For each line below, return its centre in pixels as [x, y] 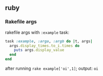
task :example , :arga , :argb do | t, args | [49, 41]
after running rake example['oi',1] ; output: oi [52, 68]
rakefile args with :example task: [37, 32]
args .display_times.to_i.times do [44, 46]
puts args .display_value [39, 50]
